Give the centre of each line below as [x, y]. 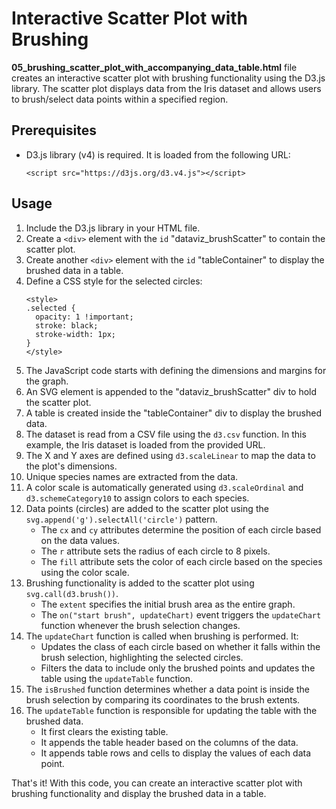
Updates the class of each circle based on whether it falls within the [180, 646]
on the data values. [80, 540]
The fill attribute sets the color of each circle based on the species [181, 561]
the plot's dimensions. [71, 466]
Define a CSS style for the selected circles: [114, 281]
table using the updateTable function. [117, 678]
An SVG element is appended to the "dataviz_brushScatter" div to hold [171, 391]
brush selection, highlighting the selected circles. [142, 657]
